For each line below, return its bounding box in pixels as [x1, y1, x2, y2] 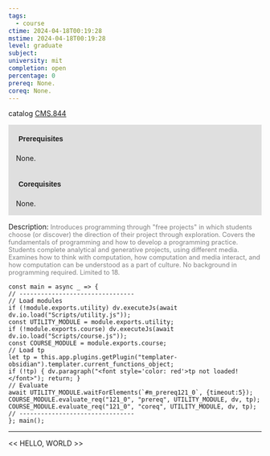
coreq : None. [8, 86, 52, 95]
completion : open [8, 64, 67, 73]
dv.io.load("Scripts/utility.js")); [8, 311, 131, 319]
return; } [47, 375, 81, 383]
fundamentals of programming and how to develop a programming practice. [8, 238, 239, 247]
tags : [8, 11, 27, 20]
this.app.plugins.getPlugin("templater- [40, 354, 178, 362]
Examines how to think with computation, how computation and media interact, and [8, 253, 261, 262]
